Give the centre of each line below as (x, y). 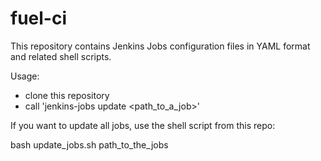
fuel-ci (39, 18)
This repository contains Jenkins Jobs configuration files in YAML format (160, 46)
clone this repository (67, 95)
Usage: (25, 76)
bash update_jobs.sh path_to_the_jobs (89, 144)
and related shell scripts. (61, 56)
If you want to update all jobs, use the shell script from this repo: (143, 125)
